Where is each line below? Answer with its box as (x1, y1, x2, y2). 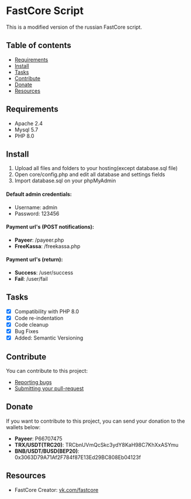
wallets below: (6, 423, 41, 430)
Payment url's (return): (6, 256, 63, 263)
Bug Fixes (14, 327, 39, 335)
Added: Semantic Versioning (14, 334, 84, 341)
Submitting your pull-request (14, 385, 84, 392)
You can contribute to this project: (6, 367, 88, 374)
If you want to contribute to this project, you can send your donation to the (6, 417, 185, 425)
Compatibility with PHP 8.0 (14, 308, 79, 315)
